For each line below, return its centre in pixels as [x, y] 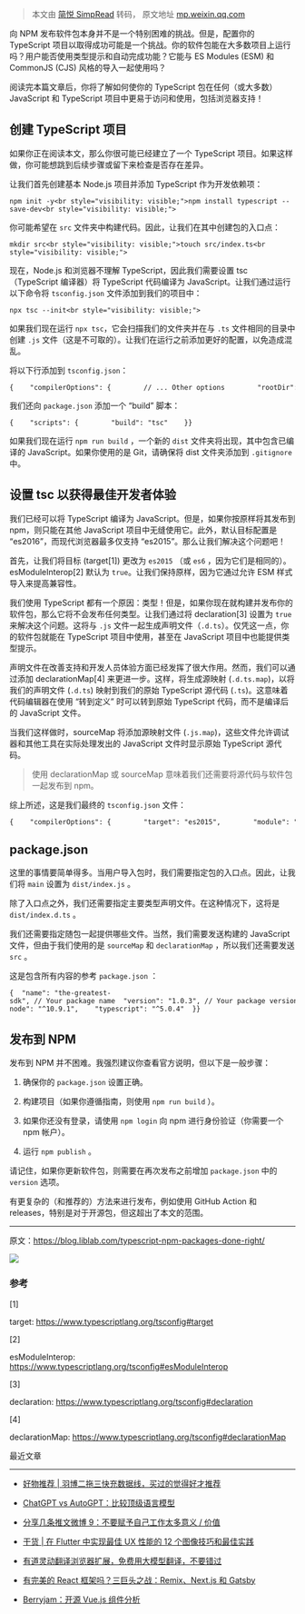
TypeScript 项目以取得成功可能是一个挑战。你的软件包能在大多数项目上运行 [150, 45]
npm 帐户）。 [46, 1132]
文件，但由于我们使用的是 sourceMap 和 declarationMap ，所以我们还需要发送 [152, 945]
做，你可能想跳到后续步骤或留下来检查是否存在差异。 [109, 164]
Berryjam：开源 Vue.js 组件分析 [81, 1599]
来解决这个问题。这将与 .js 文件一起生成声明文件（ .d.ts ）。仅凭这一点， [145, 625]
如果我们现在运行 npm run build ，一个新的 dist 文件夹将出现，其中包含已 [148, 441]
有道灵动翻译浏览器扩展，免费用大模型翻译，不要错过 [122, 1560]
